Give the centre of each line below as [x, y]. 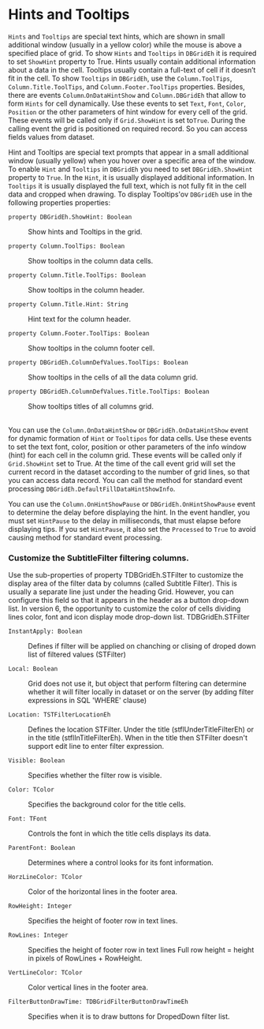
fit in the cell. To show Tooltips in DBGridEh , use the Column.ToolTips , [120, 78]
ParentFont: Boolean [42, 848]
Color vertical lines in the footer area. [88, 987]
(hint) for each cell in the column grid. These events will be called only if [125, 455]
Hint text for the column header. [80, 319]
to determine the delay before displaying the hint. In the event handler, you [129, 512]
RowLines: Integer [38, 935]
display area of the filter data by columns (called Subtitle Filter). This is [123, 584]
